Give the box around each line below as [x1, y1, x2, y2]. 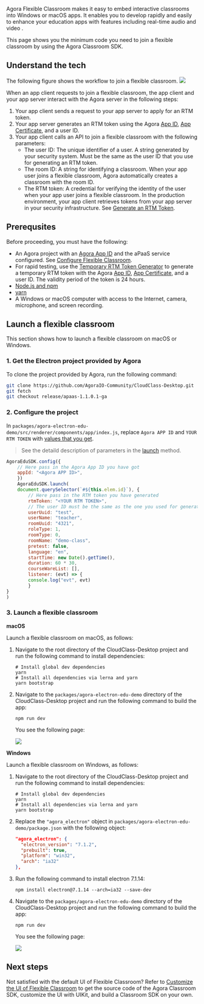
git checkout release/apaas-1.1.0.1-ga [6, 393, 107, 400]
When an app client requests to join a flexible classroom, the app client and [6, 89, 194, 96]
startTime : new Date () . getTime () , [28, 555, 115, 561]
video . [6, 24, 24, 32]
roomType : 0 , [28, 532, 61, 538]
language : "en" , [28, 549, 69, 555]
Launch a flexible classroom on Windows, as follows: [6, 761, 138, 768]
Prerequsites [6, 222, 56, 232]
